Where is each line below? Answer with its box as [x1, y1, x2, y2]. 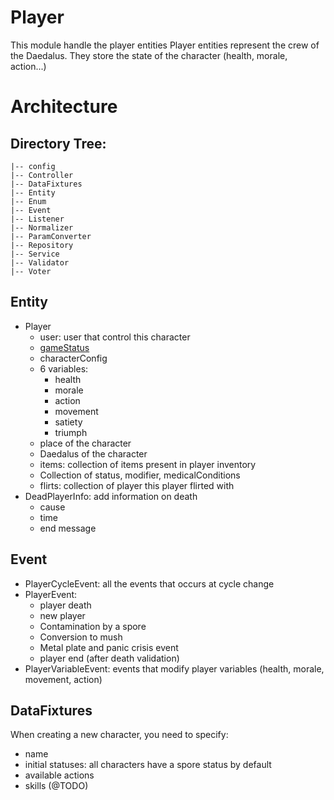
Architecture [10, 96, 118, 118]
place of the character [39, 437, 132, 449]
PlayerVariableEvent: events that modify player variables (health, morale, [24, 662, 325, 675]
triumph [54, 426, 88, 438]
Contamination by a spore [39, 620, 147, 632]
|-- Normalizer [10, 222, 74, 233]
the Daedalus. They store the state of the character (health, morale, [10, 49, 288, 61]
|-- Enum [10, 196, 47, 206]
